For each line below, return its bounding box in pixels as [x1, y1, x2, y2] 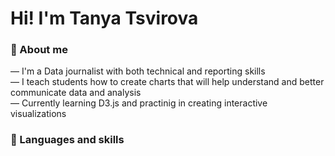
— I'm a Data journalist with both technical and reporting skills [10, 65, 266, 77]
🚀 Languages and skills [10, 133, 125, 147]
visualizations [10, 108, 67, 120]
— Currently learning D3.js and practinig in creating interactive [10, 97, 268, 109]
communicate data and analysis [10, 87, 142, 99]
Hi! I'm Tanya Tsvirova [10, 7, 199, 30]
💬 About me [10, 43, 68, 57]
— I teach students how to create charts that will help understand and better [10, 76, 325, 88]
